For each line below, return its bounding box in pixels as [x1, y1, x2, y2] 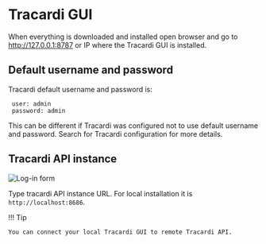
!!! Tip [8, 212, 28, 222]
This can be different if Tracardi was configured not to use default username [8, 121, 259, 130]
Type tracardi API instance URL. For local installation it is [8, 188, 193, 198]
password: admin [11, 107, 66, 114]
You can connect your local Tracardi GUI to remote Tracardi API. [8, 228, 233, 236]
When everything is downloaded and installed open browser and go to [8, 32, 238, 41]
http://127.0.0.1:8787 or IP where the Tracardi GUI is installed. [8, 40, 207, 49]
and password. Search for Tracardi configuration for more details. [8, 129, 223, 138]
